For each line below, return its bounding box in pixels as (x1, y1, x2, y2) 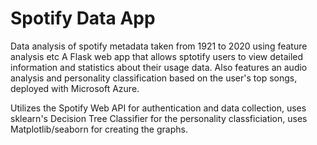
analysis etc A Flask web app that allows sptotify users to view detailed (10, 50, 304, 62)
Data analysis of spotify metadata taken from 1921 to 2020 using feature (10, 40, 308, 52)
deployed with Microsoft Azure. (10, 82, 140, 94)
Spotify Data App (10, 7, 156, 30)
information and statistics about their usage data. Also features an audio (10, 61, 308, 73)
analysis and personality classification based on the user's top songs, (10, 72, 298, 84)
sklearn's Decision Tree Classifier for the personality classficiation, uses (10, 112, 308, 124)
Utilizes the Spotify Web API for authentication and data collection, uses (10, 102, 307, 114)
